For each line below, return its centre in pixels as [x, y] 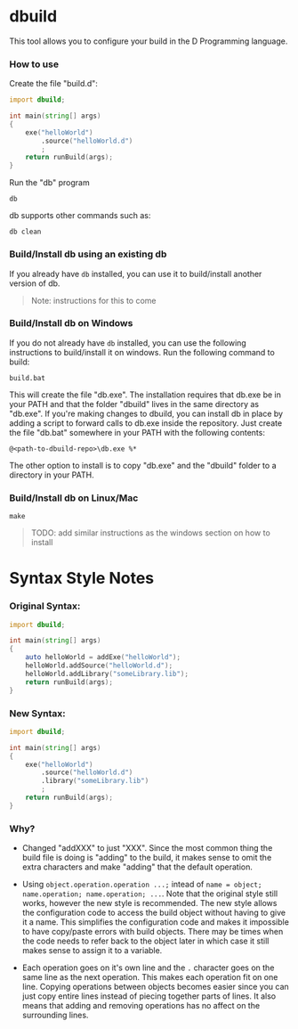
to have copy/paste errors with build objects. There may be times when [153, 932]
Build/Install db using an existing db [88, 254]
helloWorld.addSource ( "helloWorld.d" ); [99, 666]
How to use [34, 64]
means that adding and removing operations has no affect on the [141, 1006]
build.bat [28, 378]
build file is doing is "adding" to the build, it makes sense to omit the [147, 858]
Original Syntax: [45, 606]
